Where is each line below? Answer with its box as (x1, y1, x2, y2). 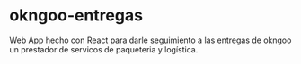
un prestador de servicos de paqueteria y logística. (9, 44, 199, 54)
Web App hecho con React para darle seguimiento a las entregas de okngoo (9, 35, 292, 45)
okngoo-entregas (9, 5, 144, 26)
